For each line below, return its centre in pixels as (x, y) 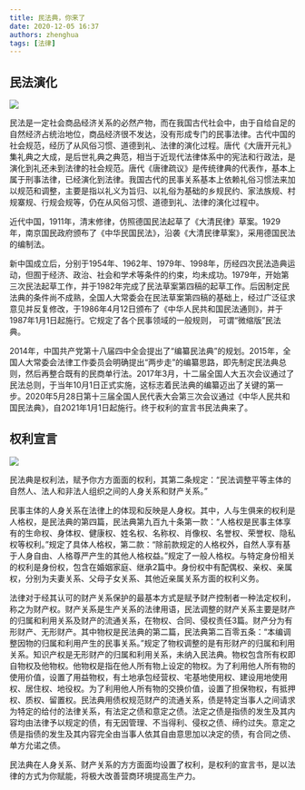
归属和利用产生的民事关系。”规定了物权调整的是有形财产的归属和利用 (168, 643)
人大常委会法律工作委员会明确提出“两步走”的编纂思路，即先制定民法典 (148, 362)
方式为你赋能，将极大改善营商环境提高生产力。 (113, 775)
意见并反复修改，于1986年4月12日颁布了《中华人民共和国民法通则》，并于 (146, 309)
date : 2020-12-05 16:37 (54, 26)
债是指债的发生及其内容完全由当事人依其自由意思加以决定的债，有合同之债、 (152, 734)
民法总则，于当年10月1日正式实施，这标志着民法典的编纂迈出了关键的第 (143, 385)
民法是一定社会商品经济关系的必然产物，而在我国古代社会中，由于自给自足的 (152, 123)
